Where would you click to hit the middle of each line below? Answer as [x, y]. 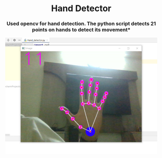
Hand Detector [81, 9]
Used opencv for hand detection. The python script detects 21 [81, 24]
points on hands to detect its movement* [81, 30]
